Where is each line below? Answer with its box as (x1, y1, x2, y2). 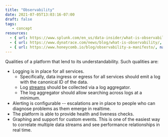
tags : (5, 21, 16, 27)
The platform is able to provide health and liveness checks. (12, 111, 134, 117)
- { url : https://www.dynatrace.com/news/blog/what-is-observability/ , (9, 40, 162, 45)
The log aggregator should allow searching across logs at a (19, 89, 142, 95)
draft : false (5, 17, 32, 22)
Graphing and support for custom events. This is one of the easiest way (12, 116, 160, 122)
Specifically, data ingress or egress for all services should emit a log (19, 73, 161, 79)
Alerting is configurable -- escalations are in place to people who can (12, 100, 155, 106)
